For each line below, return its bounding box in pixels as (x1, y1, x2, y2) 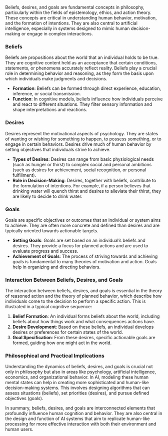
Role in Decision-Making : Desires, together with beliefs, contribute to (12, 177, 156, 183)
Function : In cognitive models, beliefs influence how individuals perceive (12, 96, 163, 102)
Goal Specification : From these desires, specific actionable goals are (12, 335, 156, 341)
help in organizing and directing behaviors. (12, 264, 101, 270)
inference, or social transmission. (12, 91, 81, 97)
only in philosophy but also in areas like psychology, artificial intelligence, (5, 369, 156, 375)
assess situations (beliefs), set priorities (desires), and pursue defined (5, 390, 149, 396)
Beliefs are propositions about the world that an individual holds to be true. (5, 54, 159, 60)
